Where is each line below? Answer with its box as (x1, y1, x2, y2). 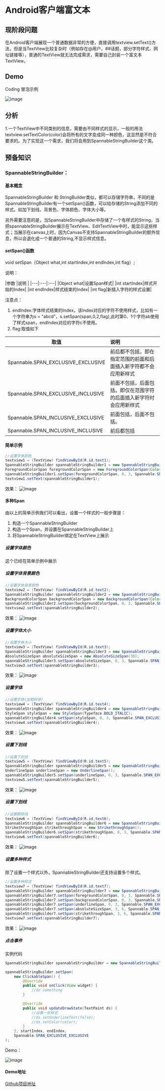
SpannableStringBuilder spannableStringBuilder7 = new (5, 888, 120, 893)
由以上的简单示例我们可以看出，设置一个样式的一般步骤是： (5, 510, 126, 516)
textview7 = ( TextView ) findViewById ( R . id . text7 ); (5, 884, 111, 889)
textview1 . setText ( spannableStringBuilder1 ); (5, 476, 100, 481)
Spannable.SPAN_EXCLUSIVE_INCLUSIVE (7, 390, 105, 397)
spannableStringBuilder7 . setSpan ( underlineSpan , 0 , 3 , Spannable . (5, 902, 144, 907)
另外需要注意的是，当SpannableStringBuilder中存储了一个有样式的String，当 (5, 217, 160, 223)
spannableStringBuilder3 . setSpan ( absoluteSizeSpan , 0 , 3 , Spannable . (5, 658, 151, 663)
